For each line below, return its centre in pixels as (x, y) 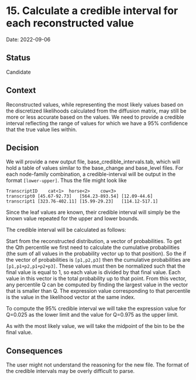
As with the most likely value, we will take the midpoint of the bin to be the (95, 326)
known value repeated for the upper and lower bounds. (73, 218)
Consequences (35, 350)
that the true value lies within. (42, 129)
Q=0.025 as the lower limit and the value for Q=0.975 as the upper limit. (92, 315)
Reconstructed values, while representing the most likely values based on (95, 104)
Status (18, 58)
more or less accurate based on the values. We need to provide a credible (95, 117)
